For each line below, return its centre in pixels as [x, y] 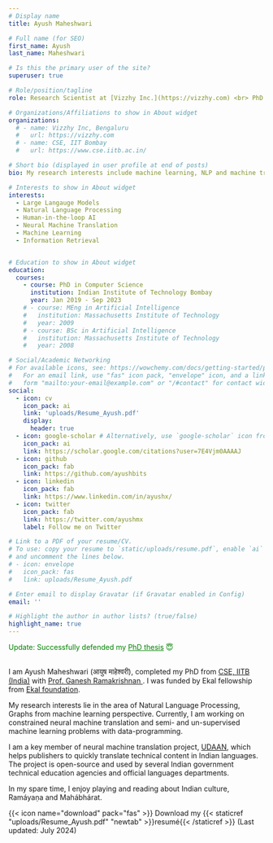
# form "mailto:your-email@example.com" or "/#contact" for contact [130, 383]
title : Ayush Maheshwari [50, 24]
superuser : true [36, 76]
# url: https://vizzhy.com [65, 135]
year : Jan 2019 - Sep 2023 [76, 301]
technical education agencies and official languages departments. [119, 773]
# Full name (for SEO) [47, 38]
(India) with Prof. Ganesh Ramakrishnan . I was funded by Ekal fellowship [130, 681]
